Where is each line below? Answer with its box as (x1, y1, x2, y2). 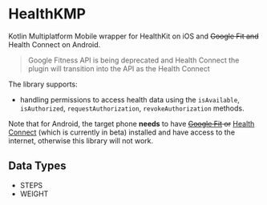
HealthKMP (8, 5, 87, 23)
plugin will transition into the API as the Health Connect (27, 63, 210, 73)
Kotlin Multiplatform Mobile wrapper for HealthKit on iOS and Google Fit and (8, 31, 259, 41)
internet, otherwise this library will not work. (8, 135, 154, 145)
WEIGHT (19, 189, 49, 199)
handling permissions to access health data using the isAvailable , (19, 94, 241, 104)
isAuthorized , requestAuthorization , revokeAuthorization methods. (19, 103, 245, 113)
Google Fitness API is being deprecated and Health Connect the (27, 55, 240, 65)
